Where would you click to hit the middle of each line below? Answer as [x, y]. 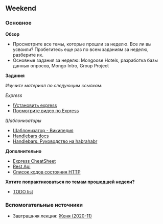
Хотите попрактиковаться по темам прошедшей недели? [70, 182]
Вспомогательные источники [44, 205]
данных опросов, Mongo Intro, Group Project [61, 65]
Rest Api [21, 166]
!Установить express [35, 105]
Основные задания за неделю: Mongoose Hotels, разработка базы [85, 60]
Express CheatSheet [34, 161]
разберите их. [28, 55]
